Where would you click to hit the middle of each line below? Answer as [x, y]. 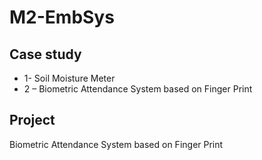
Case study [45, 54]
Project [32, 120]
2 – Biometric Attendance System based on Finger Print [138, 89]
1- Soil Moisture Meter [69, 78]
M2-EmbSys [62, 17]
